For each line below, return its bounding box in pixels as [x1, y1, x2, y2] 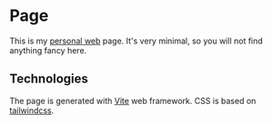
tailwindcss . [9, 105, 55, 116]
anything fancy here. [9, 44, 87, 55]
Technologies [9, 72, 89, 87]
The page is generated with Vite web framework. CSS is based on [9, 95, 257, 106]
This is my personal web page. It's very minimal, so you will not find [9, 35, 264, 46]
